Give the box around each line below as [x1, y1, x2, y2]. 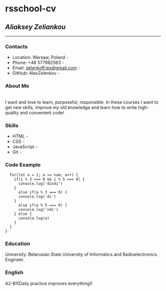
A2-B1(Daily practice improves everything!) [5, 280, 93, 286]
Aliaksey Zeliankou [5, 23, 66, 31]
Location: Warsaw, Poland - [12, 54, 69, 60]
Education [5, 241, 31, 247]
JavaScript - [12, 144, 38, 149]
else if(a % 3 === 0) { [18, 190, 68, 195]
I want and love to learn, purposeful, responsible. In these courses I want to [5, 99, 159, 105]
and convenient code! [20, 109, 64, 115]
